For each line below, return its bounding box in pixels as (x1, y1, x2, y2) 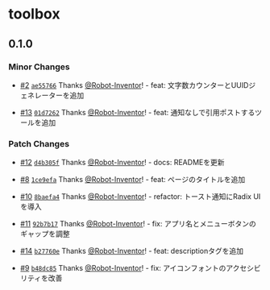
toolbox (8, 5, 60, 23)
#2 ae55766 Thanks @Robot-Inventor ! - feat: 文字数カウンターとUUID (19, 80, 249, 89)
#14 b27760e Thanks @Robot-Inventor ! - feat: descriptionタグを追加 (19, 246, 244, 256)
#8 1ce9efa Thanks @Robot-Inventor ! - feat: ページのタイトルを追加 (19, 175, 246, 184)
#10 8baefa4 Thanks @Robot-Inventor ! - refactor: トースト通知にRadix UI (19, 192, 261, 201)
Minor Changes (8, 61, 70, 72)
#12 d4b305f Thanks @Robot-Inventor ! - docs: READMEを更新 (19, 158, 225, 168)
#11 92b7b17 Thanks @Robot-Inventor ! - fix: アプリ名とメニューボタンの (19, 219, 256, 229)
